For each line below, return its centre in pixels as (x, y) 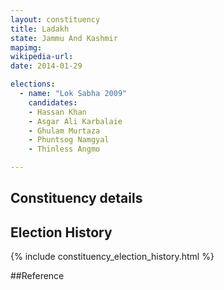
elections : (33, 84)
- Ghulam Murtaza (64, 131)
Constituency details (76, 198)
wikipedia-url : (42, 57)
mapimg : (26, 47)
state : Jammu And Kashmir (64, 38)
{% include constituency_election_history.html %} (112, 257)
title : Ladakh (40, 29)
